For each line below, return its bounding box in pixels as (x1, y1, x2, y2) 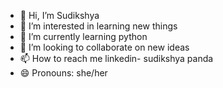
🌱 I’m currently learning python (19, 31, 148, 42)
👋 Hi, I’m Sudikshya (19, 10, 100, 21)
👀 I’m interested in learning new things (19, 20, 178, 32)
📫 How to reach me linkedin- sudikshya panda (19, 53, 214, 64)
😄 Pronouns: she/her (19, 67, 108, 79)
